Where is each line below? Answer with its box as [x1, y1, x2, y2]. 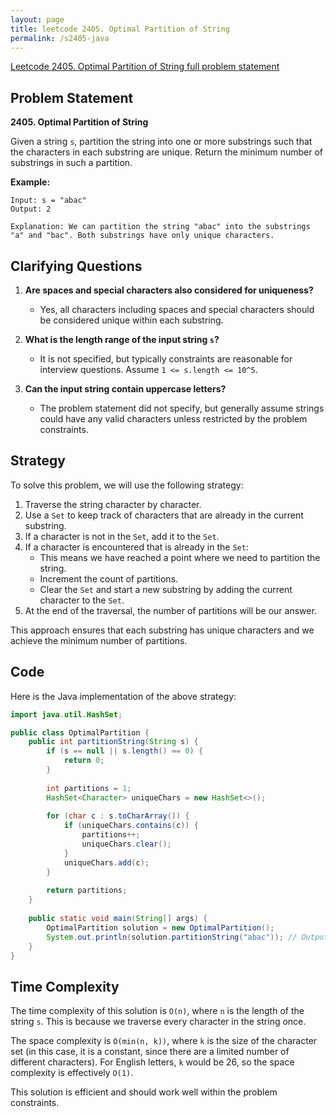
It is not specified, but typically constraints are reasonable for [39, 353, 293, 365]
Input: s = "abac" [10, 196, 87, 206]
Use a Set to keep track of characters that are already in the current [24, 509, 304, 521]
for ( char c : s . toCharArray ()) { [46, 811, 190, 821]
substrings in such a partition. [10, 157, 133, 169]
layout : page [10, 14, 65, 25]
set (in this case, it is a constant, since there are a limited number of [10, 1046, 290, 1058]
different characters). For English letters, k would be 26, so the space [10, 1056, 295, 1068]
